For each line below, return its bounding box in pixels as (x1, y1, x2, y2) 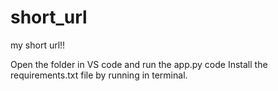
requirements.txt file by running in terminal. (10, 69, 188, 81)
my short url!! (10, 39, 66, 51)
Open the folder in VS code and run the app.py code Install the (10, 58, 268, 70)
